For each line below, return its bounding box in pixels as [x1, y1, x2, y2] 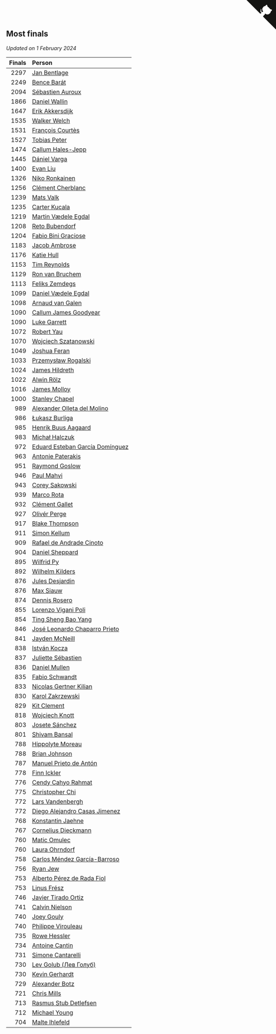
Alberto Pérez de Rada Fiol [32, 874, 106, 882]
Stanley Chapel [32, 394, 74, 403]
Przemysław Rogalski [32, 356, 91, 364]
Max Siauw [32, 586, 63, 594]
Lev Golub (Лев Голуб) [32, 960, 96, 968]
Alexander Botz [32, 980, 75, 988]
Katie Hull [32, 251, 59, 259]
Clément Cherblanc [32, 184, 86, 192]
